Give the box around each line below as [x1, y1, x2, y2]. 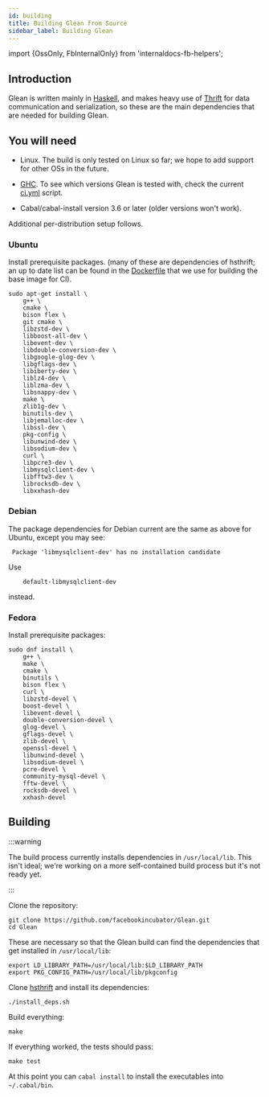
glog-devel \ [22, 723, 67, 731]
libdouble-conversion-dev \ [22, 347, 116, 355]
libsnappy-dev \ [22, 388, 78, 396]
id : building [8, 11, 52, 20]
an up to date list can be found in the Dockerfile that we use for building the [8, 266, 259, 276]
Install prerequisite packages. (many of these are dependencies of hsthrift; [8, 257, 255, 267]
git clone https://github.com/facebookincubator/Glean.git [8, 916, 210, 924]
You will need [8, 134, 77, 147]
